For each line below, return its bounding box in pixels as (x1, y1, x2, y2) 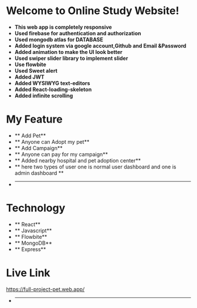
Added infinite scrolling (14, 92, 73, 99)
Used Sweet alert (14, 67, 57, 74)
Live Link (6, 266, 51, 279)
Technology (6, 201, 66, 215)
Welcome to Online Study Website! (6, 4, 179, 18)
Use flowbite (14, 60, 47, 68)
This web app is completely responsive (14, 23, 113, 31)
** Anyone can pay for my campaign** (14, 151, 108, 158)
